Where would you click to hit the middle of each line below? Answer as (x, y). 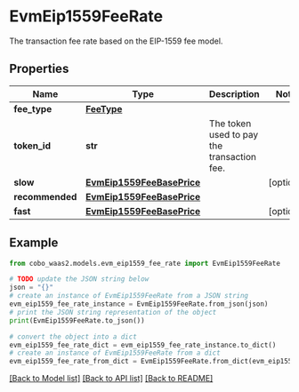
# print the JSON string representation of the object (113, 312)
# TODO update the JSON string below (79, 279)
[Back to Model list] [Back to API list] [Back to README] (111, 379)
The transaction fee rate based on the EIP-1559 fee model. (116, 41)
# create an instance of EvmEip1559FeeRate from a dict (115, 353)
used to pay (234, 134)
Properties (39, 69)
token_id (32, 146)
